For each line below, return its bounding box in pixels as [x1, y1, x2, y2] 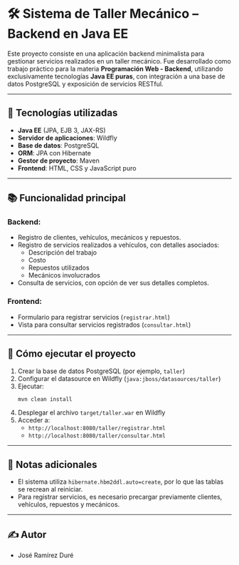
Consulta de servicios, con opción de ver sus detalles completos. [17, 279, 210, 287]
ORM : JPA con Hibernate [17, 148, 91, 157]
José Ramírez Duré [17, 551, 74, 560]
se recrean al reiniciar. [17, 485, 83, 494]
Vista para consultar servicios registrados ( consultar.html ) [17, 320, 191, 329]
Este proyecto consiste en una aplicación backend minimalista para [7, 49, 205, 58]
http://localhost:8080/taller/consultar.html [28, 432, 166, 439]
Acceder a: [17, 416, 51, 424]
